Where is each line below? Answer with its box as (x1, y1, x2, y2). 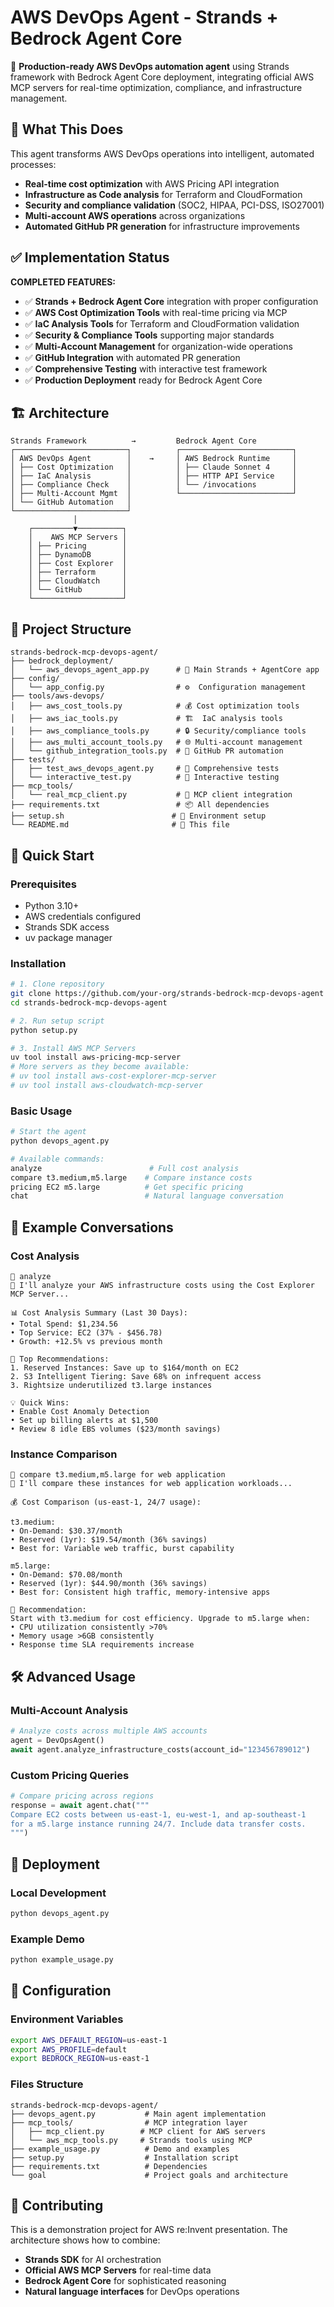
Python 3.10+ (24, 899, 80, 911)
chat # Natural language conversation (10, 1191, 284, 1201)
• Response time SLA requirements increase (10, 1640, 195, 1650)
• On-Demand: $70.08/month (10, 1570, 123, 1580)
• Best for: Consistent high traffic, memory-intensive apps (10, 1587, 271, 1598)
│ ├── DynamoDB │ (28, 550, 128, 560)
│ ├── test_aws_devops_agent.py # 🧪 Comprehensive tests (10, 764, 280, 774)
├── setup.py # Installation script (10, 2152, 240, 2163)
